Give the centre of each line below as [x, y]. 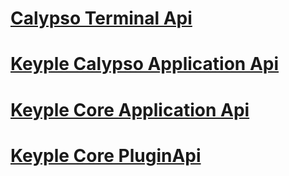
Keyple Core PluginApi [106, 155]
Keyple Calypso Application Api [145, 64]
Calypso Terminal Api [101, 18]
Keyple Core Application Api [130, 109]
